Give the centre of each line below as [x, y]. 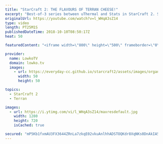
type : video [17, 23]
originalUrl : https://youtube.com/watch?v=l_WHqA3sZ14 [62, 18]
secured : [14, 134]
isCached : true [29, 125]
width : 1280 [26, 116]
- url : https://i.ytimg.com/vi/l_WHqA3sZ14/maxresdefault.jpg [73, 112]
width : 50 [28, 76]
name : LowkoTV [24, 58]
